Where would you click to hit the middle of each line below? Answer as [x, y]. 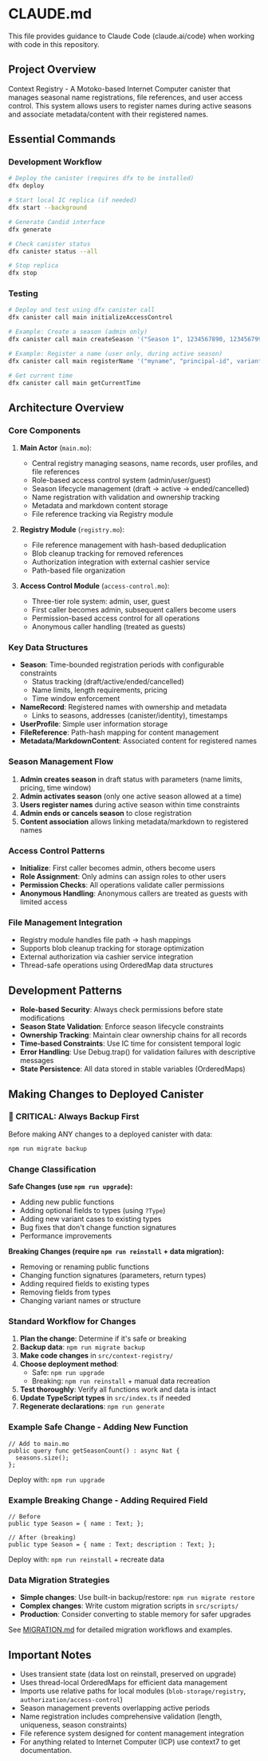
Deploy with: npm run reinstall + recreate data [87, 1559]
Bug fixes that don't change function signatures [98, 1227]
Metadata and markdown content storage [100, 506]
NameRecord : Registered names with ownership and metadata [123, 707]
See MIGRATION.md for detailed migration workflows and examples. [120, 1630]
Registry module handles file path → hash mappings [105, 940]
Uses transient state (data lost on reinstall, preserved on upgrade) [128, 1674]
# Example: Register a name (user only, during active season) [116, 353]
